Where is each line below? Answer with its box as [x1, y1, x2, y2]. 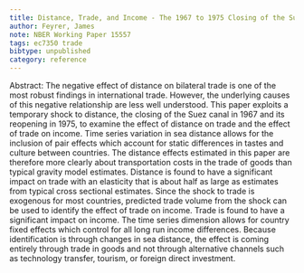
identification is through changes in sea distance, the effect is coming [9, 234, 270, 244]
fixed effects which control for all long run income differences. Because [9, 224, 276, 235]
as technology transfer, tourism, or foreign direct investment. [9, 253, 236, 263]
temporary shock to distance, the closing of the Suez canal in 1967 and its [9, 109, 285, 119]
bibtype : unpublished [9, 47, 91, 56]
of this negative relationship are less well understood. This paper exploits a [9, 99, 289, 109]
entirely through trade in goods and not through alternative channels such [9, 243, 285, 254]
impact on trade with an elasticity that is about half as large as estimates [9, 176, 279, 186]
